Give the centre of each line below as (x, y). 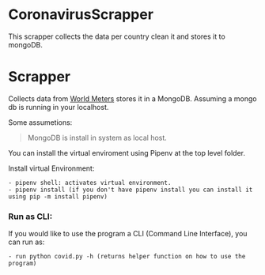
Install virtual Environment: (51, 168)
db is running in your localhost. (59, 107)
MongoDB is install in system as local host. (97, 137)
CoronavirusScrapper (81, 15)
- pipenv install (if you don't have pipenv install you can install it (131, 190)
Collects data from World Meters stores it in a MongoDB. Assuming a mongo (132, 98)
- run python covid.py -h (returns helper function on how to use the (127, 257)
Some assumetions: (40, 122)
